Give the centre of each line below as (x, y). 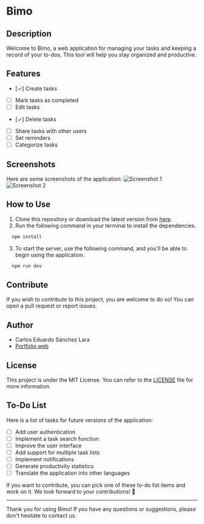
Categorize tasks (36, 145)
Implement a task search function (57, 438)
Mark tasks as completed (47, 100)
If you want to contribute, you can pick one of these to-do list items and (96, 485)
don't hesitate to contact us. (42, 515)
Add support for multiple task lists (57, 452)
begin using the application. (50, 255)
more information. (29, 386)
